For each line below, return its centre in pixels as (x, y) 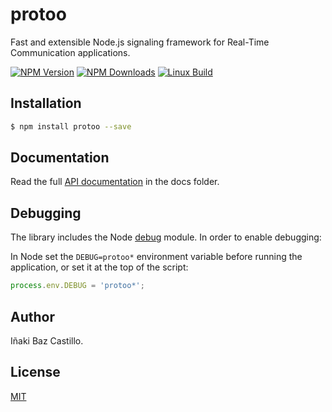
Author (32, 316)
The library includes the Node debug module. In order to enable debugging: (166, 237)
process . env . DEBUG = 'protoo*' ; (77, 286)
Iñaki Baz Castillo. (47, 340)
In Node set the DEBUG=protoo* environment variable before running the (156, 257)
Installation (46, 103)
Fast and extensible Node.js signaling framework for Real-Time (140, 42)
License (35, 372)
